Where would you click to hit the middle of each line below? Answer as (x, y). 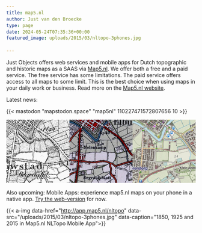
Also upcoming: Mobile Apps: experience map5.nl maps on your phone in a (99, 192)
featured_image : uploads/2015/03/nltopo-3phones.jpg (74, 38)
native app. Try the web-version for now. (57, 199)
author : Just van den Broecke (44, 19)
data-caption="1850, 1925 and (156, 217)
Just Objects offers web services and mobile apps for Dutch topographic (96, 62)
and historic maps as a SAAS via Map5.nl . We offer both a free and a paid (97, 69)
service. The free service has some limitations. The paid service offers (94, 75)
